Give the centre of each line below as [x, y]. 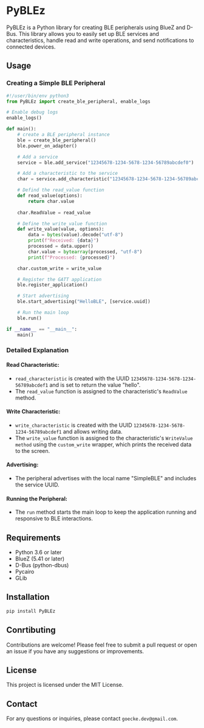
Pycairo [25, 572]
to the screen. [32, 451]
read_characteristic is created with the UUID [72, 378]
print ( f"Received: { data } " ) [63, 240]
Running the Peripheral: [37, 498]
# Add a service [38, 157]
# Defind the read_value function [61, 190]
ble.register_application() [53, 285]
